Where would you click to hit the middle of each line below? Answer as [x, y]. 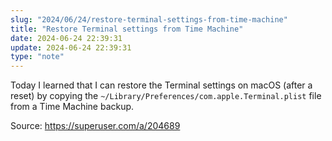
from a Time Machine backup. [72, 107]
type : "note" [37, 57]
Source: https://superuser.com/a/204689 [95, 126]
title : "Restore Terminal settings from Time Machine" [127, 29]
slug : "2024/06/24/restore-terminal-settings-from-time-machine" [149, 19]
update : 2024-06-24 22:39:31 [71, 47]
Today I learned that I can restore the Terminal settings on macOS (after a [161, 85]
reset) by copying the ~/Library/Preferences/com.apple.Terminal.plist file [166, 96]
